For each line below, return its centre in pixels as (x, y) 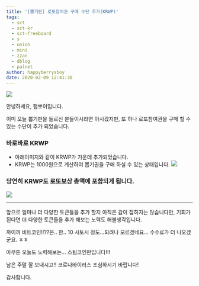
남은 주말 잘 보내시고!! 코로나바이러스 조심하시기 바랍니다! (73, 265)
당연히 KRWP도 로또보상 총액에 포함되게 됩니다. (70, 181)
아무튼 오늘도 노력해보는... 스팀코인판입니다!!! (58, 252)
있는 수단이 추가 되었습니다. (38, 126)
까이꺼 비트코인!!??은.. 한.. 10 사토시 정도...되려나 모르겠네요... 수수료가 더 (91, 232)
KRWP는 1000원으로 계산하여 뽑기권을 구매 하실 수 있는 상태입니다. (92, 165)
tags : (13, 17)
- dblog (21, 61)
